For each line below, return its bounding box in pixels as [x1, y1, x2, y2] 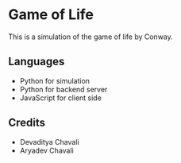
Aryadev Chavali [19, 146, 74, 155]
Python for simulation [19, 76, 90, 85]
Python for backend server [19, 84, 108, 94]
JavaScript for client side [19, 93, 102, 103]
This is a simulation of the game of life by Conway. [8, 32, 173, 41]
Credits [8, 116, 46, 130]
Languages [8, 55, 65, 68]
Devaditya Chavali [19, 137, 79, 146]
